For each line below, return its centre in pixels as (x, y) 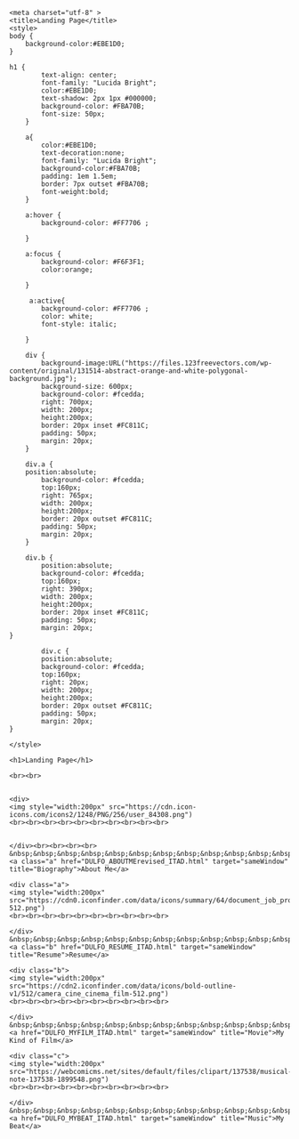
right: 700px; (67, 402)
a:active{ (47, 301)
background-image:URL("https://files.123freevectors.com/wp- (157, 363)
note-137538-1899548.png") (59, 1079)
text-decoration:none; (83, 153)
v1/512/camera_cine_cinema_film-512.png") (89, 994)
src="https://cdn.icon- (153, 807)
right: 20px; (65, 683)
